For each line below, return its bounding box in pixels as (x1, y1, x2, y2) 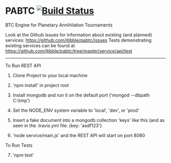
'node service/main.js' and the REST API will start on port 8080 (12, 132, 145, 138)
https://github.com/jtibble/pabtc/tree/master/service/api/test (5, 48, 132, 54)
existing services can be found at (5, 42, 75, 48)
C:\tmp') (12, 97, 31, 104)
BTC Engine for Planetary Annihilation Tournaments (5, 22, 113, 28)
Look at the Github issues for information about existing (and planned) (5, 31, 153, 38)
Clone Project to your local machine (12, 72, 88, 78)
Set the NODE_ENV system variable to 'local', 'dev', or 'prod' (12, 107, 139, 113)
